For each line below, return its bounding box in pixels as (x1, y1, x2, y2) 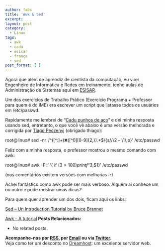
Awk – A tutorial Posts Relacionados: (5, 216, 82, 222)
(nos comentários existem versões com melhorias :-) (5, 172, 113, 178)
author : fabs (5, 7, 32, 12)
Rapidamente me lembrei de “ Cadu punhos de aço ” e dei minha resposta (5, 117, 154, 123)
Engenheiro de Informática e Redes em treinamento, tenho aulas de (5, 82, 143, 88)
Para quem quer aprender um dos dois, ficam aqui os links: (5, 196, 126, 202)
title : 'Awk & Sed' (5, 12, 46, 17)
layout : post (5, 21, 32, 26)
